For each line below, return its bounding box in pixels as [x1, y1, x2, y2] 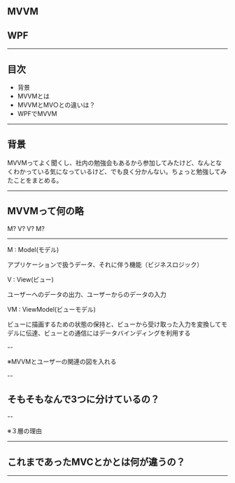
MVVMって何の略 [7, 205, 84, 217]
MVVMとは [17, 92, 50, 100]
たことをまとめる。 [7, 176, 63, 185]
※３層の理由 [7, 427, 42, 435]
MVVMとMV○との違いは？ [17, 101, 96, 110]
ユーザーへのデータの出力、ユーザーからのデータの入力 [7, 290, 166, 298]
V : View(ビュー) [7, 275, 55, 284]
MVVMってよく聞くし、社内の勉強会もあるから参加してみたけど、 [7, 158, 198, 167]
